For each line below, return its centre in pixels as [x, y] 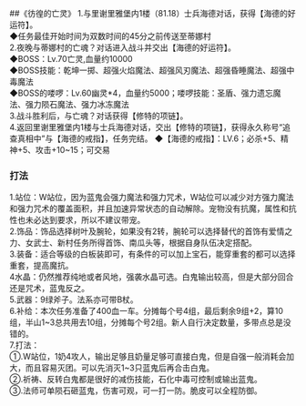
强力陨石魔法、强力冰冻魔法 [77, 104]
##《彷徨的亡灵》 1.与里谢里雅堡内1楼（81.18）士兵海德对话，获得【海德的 [149, 13]
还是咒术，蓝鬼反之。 [49, 289]
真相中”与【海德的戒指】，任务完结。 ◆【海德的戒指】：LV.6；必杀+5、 [149, 138]
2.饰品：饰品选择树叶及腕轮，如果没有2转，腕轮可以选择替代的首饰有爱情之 [151, 231]
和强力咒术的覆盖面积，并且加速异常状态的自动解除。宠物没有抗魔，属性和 [149, 208]
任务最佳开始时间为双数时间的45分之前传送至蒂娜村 [115, 36]
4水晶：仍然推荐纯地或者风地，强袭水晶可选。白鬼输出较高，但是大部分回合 [152, 277]
